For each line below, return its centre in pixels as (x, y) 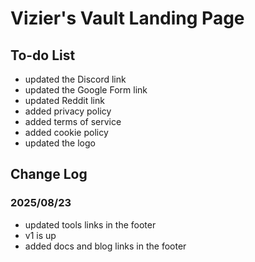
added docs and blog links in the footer (105, 246)
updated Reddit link (64, 100)
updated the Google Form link (86, 90)
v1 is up (40, 235)
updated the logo (60, 143)
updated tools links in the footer (90, 224)
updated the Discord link (75, 79)
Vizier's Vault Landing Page (127, 18)
